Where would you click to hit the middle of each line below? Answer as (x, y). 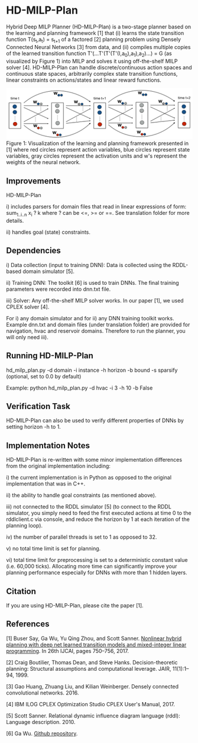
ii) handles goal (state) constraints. (48, 232)
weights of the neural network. (43, 162)
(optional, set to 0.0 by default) (44, 376)
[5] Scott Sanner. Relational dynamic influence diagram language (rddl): (93, 715)
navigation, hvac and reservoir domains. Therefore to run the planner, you (96, 331)
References (28, 624)
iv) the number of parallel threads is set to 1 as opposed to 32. (82, 537)
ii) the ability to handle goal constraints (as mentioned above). (81, 496)
